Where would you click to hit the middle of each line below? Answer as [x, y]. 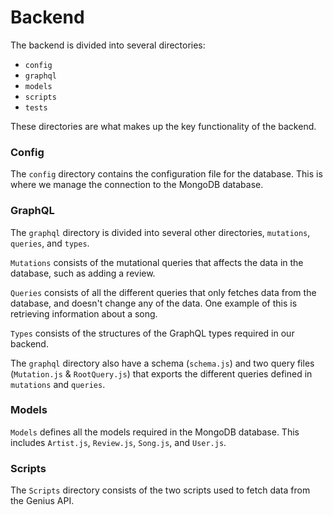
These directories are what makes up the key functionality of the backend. [163, 126]
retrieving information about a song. [84, 313]
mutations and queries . [58, 384]
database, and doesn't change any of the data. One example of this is [154, 303]
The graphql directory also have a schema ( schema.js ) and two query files [162, 363]
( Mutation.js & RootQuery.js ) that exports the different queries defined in [161, 373]
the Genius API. [42, 501]
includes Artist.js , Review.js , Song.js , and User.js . [118, 442]
